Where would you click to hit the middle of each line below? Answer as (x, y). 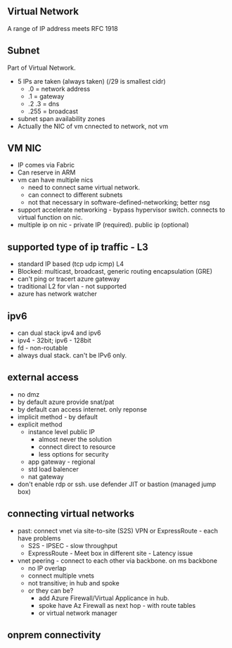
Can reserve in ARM (46, 172)
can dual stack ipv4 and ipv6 (59, 333)
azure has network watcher (57, 294)
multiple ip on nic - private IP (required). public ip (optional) (103, 225)
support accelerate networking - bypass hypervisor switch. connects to (121, 210)
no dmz (28, 394)
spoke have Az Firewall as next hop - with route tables (117, 605)
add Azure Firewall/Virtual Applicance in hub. (104, 598)
